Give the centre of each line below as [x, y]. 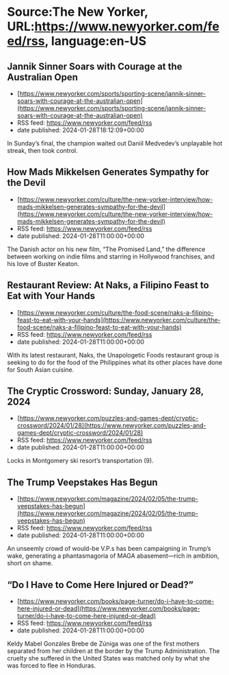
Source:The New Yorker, [78, 12]
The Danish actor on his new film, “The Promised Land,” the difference [106, 249]
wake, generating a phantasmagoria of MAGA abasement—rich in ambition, [113, 556]
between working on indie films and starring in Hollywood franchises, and [111, 256]
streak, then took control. [43, 151]
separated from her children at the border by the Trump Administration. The [113, 651]
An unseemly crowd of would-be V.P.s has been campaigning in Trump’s [109, 549]
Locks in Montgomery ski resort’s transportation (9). [80, 461]
